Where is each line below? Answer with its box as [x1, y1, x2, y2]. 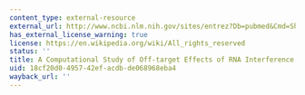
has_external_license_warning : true [9, 30, 148, 39]
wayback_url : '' [9, 72, 71, 81]
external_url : [9, 22, 64, 31]
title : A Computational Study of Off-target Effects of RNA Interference [9, 55, 295, 64]
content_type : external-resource [9, 13, 136, 23]
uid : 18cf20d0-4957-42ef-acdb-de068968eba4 [9, 64, 177, 73]
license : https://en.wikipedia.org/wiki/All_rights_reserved [9, 38, 246, 48]
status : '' [9, 47, 51, 56]
